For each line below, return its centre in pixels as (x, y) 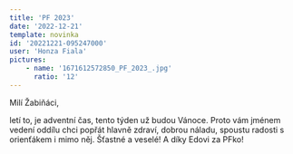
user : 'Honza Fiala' (49, 52)
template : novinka (44, 34)
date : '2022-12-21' (46, 26)
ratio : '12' (56, 77)
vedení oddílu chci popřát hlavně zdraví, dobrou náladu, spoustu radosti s (147, 130)
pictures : (28, 60)
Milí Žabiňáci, (34, 102)
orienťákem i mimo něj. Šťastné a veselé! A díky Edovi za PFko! (127, 139)
